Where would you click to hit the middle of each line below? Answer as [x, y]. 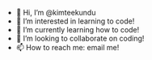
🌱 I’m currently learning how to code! [78, 30]
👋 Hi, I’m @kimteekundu [56, 13]
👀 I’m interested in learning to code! [75, 21]
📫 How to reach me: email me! [68, 47]
